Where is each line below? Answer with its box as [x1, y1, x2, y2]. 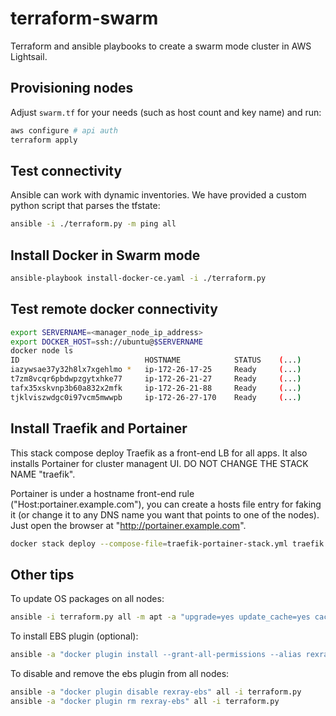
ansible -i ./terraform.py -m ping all [10, 219, 177, 229]
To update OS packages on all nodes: [10, 593, 165, 605]
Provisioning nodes [10, 80, 134, 97]
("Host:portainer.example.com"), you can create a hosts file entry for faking [10, 498, 322, 510]
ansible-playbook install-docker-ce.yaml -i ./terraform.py [10, 273, 267, 283]
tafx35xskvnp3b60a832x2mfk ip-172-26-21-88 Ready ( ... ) [10, 383, 302, 393]
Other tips [10, 566, 75, 583]
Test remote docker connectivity [10, 301, 218, 318]
